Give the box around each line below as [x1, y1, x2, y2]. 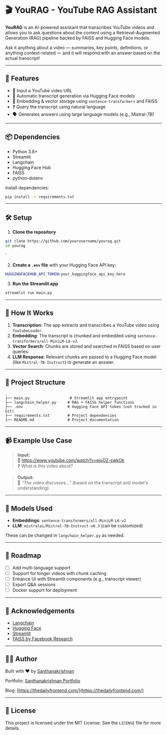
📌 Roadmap [5, 552, 41, 560]
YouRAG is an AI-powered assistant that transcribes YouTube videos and [5, 24, 155, 30]
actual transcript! [5, 55, 40, 61]
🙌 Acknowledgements [5, 606, 75, 615]
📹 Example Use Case [5, 436, 72, 444]
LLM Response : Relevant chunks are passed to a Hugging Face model [12, 354, 157, 360]
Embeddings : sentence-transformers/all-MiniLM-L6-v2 [12, 517, 127, 523]
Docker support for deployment [12, 587, 77, 593]
